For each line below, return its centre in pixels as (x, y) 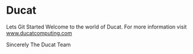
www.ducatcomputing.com (39, 33)
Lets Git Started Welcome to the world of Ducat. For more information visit (96, 27)
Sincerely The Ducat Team (38, 45)
